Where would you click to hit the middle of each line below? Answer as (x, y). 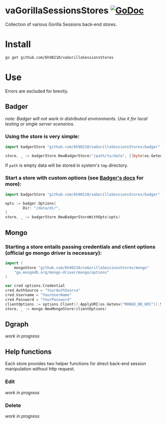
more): (13, 184)
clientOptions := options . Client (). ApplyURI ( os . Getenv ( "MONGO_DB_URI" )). (83, 304)
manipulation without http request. (40, 369)
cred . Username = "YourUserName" (38, 295)
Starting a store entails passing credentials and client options (80, 246)
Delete (13, 405)
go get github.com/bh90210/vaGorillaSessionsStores (59, 57)
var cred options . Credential (35, 286)
